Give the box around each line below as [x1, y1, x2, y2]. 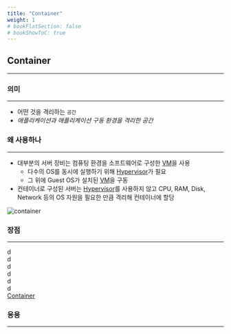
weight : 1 [7, 16, 36, 23]
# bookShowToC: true [7, 29, 67, 36]
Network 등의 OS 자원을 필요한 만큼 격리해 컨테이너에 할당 [16, 193, 175, 201]
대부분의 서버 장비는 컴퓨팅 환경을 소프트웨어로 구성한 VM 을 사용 [16, 159, 190, 167]
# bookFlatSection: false [7, 23, 81, 30]
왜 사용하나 [7, 135, 42, 145]
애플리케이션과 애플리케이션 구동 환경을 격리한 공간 [16, 116, 153, 124]
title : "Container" [7, 10, 63, 17]
